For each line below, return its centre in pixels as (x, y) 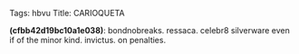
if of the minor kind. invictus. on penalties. (87, 40)
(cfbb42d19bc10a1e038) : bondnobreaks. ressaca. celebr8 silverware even (149, 30)
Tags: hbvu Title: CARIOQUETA (67, 13)
